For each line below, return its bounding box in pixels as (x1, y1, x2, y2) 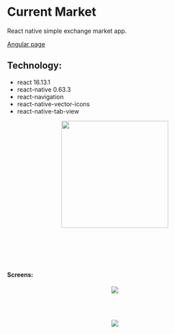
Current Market (7, 4, 97, 20)
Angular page (7, 40, 46, 48)
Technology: (7, 60, 62, 72)
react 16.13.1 (16, 78, 51, 86)
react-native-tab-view (16, 107, 80, 115)
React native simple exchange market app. (7, 27, 127, 35)
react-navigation (16, 92, 64, 101)
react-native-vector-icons (16, 100, 90, 108)
